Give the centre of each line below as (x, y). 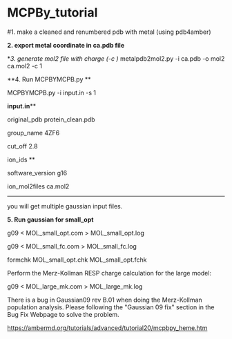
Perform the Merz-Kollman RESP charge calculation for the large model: (109, 273)
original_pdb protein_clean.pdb (51, 119)
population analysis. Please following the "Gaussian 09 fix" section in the (111, 307)
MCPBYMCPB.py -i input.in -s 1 (52, 93)
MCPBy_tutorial (52, 13)
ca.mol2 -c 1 (25, 66)
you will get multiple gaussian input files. (65, 206)
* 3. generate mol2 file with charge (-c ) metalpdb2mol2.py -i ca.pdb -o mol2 (116, 58)
